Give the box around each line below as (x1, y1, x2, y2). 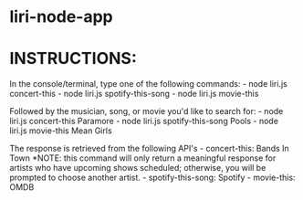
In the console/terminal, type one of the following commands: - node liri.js (9, 79, 287, 89)
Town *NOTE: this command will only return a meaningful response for (9, 153, 277, 163)
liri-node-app (9, 6, 113, 27)
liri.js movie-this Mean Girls (9, 125, 112, 136)
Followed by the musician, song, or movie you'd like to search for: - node (9, 106, 284, 117)
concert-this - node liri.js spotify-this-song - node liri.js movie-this (9, 89, 259, 100)
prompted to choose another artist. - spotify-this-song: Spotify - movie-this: (9, 172, 296, 184)
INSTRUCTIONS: (9, 48, 137, 69)
